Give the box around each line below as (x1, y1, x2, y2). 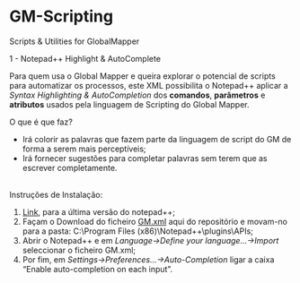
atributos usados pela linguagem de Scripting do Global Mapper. (9, 99, 250, 109)
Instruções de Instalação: (9, 189, 103, 200)
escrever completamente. (22, 162, 118, 173)
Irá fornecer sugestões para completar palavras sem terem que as (22, 152, 268, 163)
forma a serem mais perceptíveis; (22, 143, 146, 154)
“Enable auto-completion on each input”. (22, 263, 173, 274)
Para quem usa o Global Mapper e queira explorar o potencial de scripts (9, 70, 276, 81)
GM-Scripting (9, 6, 114, 27)
